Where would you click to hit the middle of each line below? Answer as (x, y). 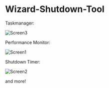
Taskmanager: (20, 23)
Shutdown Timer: (23, 61)
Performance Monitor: (28, 42)
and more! (16, 81)
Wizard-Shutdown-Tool (55, 9)
